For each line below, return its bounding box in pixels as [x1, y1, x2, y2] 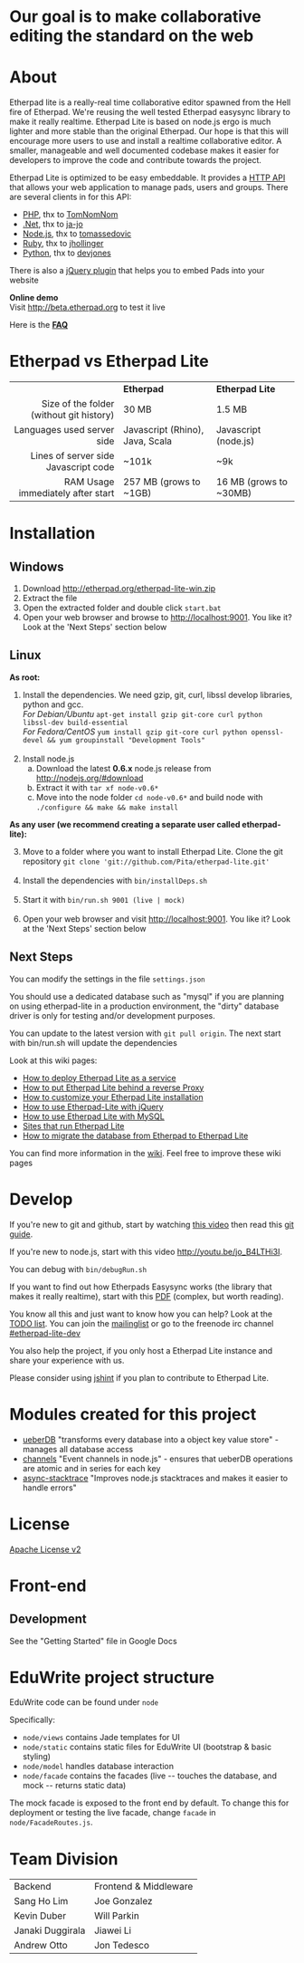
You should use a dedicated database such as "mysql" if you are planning [9, 991, 285, 1001]
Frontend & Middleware [93, 1881, 194, 1893]
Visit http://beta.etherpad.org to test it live [9, 302, 166, 313]
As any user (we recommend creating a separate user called [9, 819, 241, 829]
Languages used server [14, 424, 115, 436]
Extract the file [22, 593, 78, 604]
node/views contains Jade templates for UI [22, 1732, 181, 1743]
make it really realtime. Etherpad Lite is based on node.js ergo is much [9, 116, 271, 128]
